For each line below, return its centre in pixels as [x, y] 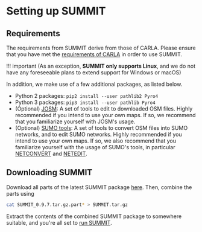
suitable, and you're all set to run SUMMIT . [59, 222]
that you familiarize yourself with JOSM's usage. [75, 121]
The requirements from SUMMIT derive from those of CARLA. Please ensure [101, 48]
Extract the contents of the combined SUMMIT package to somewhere [94, 216]
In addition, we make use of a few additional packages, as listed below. [94, 84]
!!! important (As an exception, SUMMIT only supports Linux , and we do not [101, 66]
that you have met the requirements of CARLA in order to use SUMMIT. [94, 54]
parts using [20, 193]
